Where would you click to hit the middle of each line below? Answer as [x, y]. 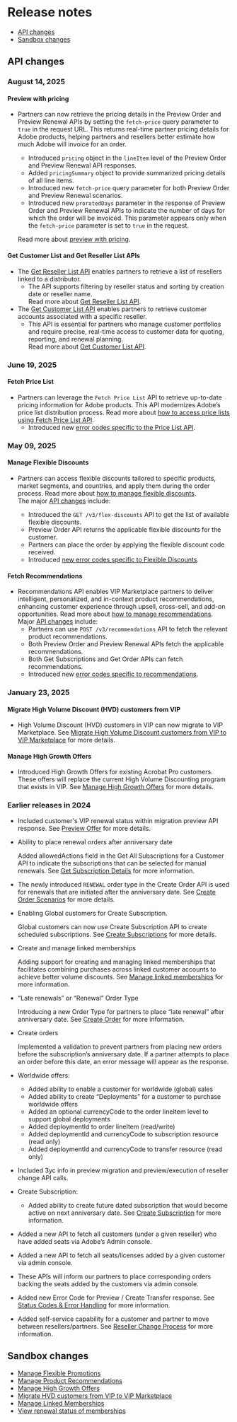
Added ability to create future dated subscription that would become [128, 1205]
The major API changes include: [64, 501]
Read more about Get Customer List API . [87, 346]
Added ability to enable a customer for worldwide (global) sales [121, 1089]
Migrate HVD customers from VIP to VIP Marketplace [95, 1395]
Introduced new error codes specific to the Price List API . [112, 427]
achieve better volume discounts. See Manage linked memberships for [120, 977]
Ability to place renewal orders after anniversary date [95, 841]
